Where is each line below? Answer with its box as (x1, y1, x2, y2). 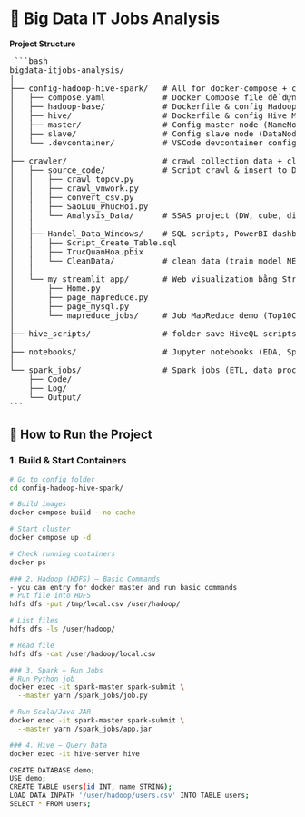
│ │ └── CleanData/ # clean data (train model (9, 255, 283, 266)
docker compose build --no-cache (9, 508, 136, 517)
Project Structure (9, 38, 76, 49)
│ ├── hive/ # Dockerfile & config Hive (9, 110, 288, 121)
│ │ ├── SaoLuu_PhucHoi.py (9, 201, 149, 212)
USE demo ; (9, 774, 47, 783)
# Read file (9, 641, 54, 650)
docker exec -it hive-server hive (9, 749, 141, 758)
